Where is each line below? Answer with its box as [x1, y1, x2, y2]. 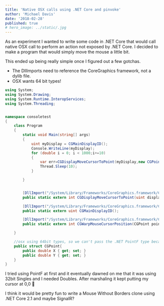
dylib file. [12, 73, 31, 79]
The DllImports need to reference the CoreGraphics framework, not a [12, 68, 151, 74]
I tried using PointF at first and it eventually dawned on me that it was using [5, 271, 156, 277]
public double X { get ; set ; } [22, 248, 86, 253]
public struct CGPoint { [14, 244, 62, 249]
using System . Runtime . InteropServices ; [5, 96, 86, 101]
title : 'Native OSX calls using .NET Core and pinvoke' [5, 7, 121, 12]
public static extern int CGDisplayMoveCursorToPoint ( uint [22, 195, 145, 200]
